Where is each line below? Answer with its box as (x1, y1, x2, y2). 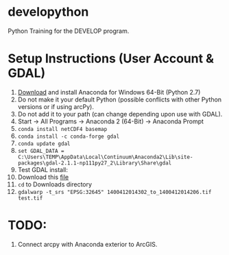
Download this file (17, 173, 69, 181)
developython (8, 4, 89, 20)
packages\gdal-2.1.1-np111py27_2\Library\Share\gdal (17, 159, 172, 167)
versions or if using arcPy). (17, 102, 95, 110)
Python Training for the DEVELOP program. (8, 27, 130, 35)
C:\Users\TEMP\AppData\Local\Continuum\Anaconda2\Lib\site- (17, 154, 193, 160)
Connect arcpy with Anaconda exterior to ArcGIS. (17, 240, 158, 248)
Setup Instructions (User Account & (8, 51, 215, 66)
